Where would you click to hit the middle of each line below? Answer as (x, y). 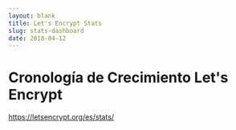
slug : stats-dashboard (46, 30)
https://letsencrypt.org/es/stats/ (61, 117)
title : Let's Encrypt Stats (55, 23)
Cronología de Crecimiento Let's (118, 78)
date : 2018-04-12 (37, 38)
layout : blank (32, 16)
